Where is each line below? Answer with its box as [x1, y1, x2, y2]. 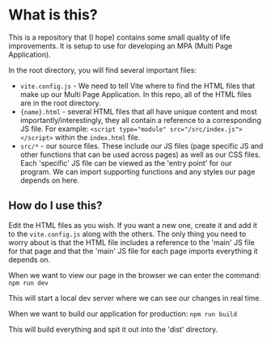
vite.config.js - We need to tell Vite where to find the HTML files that [19, 81, 256, 91]
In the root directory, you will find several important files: [8, 65, 197, 74]
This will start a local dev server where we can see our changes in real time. [8, 293, 261, 302]
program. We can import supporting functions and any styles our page [19, 167, 256, 176]
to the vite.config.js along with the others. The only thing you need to [8, 229, 247, 239]
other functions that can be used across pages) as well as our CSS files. [19, 150, 261, 159]
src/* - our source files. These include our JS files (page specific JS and [19, 141, 264, 150]
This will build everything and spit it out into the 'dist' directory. [8, 324, 218, 334]
